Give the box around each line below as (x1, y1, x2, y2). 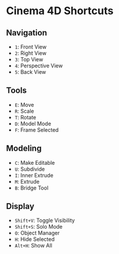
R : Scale (14, 108, 34, 115)
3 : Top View (14, 56, 44, 63)
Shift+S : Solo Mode (14, 223, 63, 230)
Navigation (6, 28, 47, 38)
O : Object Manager (14, 229, 60, 237)
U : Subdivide (14, 165, 45, 172)
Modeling (6, 144, 42, 154)
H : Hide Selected (14, 236, 55, 243)
